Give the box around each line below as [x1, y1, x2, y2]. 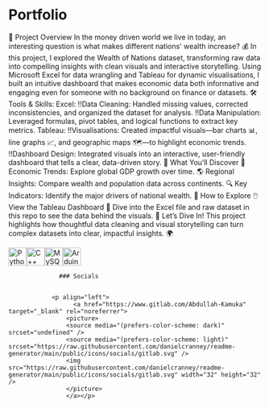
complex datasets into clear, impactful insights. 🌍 [8, 228, 174, 238]
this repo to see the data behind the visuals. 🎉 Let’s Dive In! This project [8, 211, 246, 220]
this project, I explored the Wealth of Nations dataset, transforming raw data [8, 52, 261, 62]
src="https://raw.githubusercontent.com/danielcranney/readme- [8, 364, 226, 372]
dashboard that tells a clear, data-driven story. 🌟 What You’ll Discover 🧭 [8, 157, 246, 167]
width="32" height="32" [180, 370, 262, 379]
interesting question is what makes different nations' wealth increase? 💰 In [8, 41, 257, 51]
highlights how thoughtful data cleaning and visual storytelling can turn [8, 219, 244, 229]
